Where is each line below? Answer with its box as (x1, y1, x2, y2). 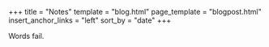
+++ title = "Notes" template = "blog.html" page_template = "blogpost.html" (8, 7, 262, 16)
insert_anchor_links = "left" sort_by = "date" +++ (8, 15, 172, 25)
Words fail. (8, 32, 45, 41)
